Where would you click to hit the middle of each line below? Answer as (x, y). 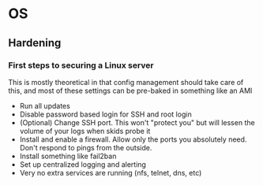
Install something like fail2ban (68, 156)
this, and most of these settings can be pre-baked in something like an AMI (130, 91)
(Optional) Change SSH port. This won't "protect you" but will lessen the (137, 122)
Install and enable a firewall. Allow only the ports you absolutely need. (133, 139)
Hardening (35, 43)
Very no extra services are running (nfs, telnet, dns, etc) (111, 172)
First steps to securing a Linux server (81, 65)
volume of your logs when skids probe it (85, 131)
